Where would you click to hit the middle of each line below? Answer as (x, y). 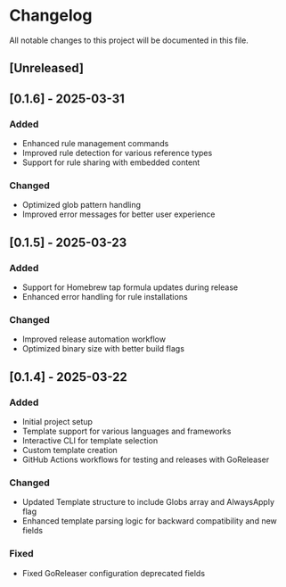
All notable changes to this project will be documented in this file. (129, 40)
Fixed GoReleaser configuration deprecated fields (114, 573)
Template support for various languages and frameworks (127, 431)
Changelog (51, 16)
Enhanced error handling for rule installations (105, 297)
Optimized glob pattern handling (81, 205)
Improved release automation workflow (94, 339)
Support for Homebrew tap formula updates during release (130, 287)
